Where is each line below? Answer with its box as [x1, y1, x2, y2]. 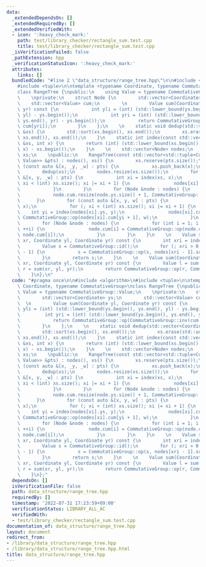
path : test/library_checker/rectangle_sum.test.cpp [17, 37, 152, 44]
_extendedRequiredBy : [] [12, 20, 75, 26]
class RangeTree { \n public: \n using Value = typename [17, 89, 166, 95]
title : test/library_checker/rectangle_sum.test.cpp [17, 44, 155, 50]
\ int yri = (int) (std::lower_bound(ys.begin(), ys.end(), [17, 311, 196, 318]
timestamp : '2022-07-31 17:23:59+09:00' [12, 500, 116, 507]
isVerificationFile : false [12, 483, 81, 489]
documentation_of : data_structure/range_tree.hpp [6, 523, 136, 529]
